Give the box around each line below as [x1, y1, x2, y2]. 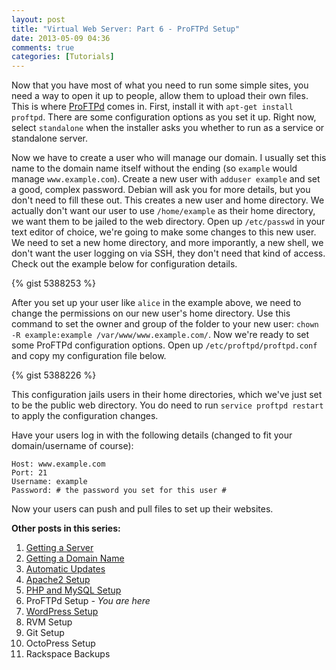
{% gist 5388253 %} [11, 277, 96, 290]
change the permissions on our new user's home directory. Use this [11, 307, 291, 320]
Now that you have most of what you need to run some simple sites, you [11, 79, 309, 91]
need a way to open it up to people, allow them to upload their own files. [11, 90, 309, 102]
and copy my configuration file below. [11, 350, 167, 362]
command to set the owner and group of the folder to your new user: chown [11, 318, 319, 330]
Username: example [11, 477, 88, 487]
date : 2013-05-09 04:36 [11, 33, 111, 43]
